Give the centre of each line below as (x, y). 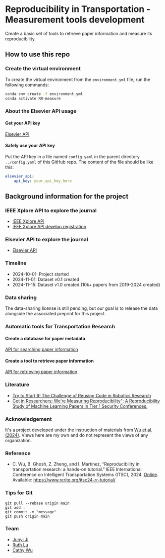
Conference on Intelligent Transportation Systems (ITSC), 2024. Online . (85, 475)
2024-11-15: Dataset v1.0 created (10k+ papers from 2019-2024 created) (86, 284)
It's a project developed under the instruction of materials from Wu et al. (79, 430)
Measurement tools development (75, 20)
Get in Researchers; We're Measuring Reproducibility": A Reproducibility (86, 401)
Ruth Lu (20, 545)
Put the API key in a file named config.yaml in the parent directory (72, 156)
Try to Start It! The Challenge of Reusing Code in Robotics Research (82, 395)
